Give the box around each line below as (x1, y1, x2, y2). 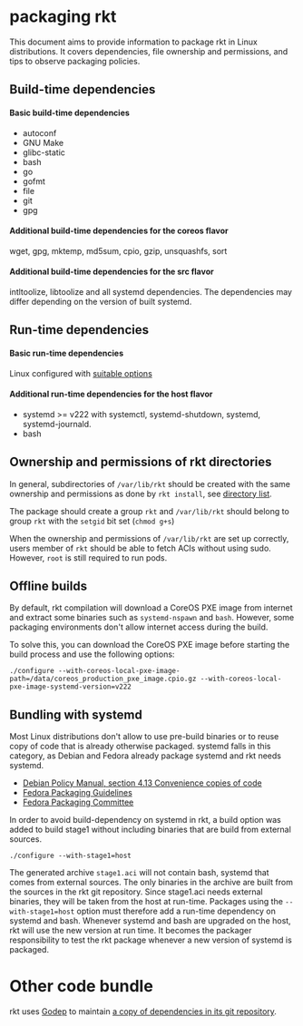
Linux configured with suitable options (9, 367, 152, 378)
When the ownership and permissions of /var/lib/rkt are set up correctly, (9, 533, 289, 543)
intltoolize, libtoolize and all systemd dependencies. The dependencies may (9, 286, 293, 297)
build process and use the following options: (9, 649, 175, 660)
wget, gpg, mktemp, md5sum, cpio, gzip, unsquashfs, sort (9, 245, 228, 256)
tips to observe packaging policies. (9, 55, 141, 66)
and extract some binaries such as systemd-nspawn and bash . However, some (9, 612, 295, 623)
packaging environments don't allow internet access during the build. (9, 621, 269, 632)
